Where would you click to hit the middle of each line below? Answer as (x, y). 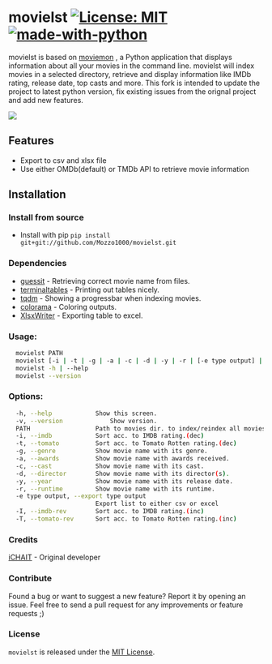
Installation (37, 195)
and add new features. (46, 100)
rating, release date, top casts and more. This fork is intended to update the (134, 83)
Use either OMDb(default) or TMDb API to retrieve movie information (134, 169)
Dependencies (38, 263)
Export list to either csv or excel (157, 504)
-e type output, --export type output (81, 496)
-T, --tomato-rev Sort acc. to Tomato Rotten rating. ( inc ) (126, 519)
